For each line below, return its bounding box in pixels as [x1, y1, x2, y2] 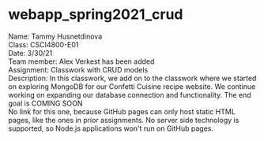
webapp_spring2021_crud [8, 6, 183, 24]
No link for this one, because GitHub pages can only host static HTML [8, 106, 236, 116]
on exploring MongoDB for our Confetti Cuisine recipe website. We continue [8, 81, 256, 91]
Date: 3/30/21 [8, 48, 53, 58]
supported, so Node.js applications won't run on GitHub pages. [8, 124, 214, 133]
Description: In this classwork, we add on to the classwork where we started [8, 73, 257, 83]
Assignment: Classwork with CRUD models [8, 65, 149, 74]
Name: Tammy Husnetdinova [8, 32, 103, 41]
